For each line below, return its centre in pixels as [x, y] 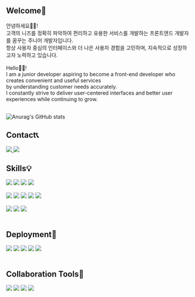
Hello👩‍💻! [17, 67]
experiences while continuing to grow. [52, 99]
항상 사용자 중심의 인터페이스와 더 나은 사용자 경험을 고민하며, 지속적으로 [89, 48]
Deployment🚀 [31, 234]
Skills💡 [19, 169]
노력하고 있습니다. [37, 55]
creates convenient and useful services [54, 80]
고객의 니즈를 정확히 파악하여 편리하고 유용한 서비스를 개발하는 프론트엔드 [90, 33]
